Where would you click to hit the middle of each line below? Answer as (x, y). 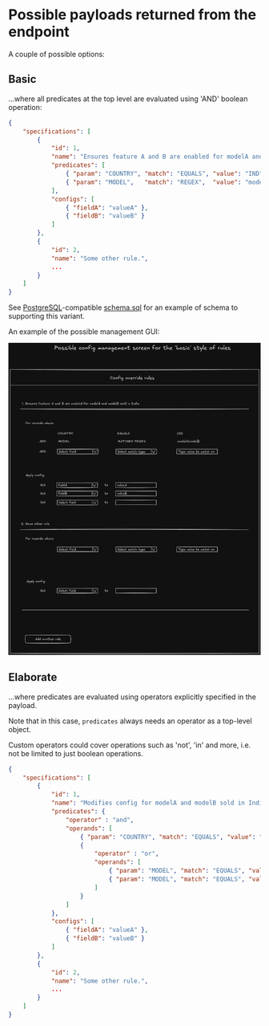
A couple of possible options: (57, 54)
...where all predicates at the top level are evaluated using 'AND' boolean (128, 99)
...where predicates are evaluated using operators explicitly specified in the (132, 697)
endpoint (39, 32)
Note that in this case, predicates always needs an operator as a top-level (130, 721)
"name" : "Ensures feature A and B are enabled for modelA (150, 157)
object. (20, 729)
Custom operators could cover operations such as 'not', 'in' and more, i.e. (130, 745)
